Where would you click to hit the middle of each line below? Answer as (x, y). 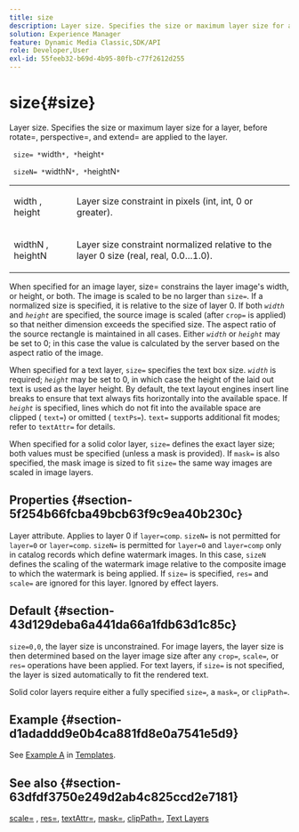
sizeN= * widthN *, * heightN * (67, 171)
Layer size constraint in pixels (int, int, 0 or (165, 201)
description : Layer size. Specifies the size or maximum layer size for (147, 26)
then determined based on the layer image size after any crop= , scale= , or (144, 656)
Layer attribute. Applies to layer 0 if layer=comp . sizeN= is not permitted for (145, 536)
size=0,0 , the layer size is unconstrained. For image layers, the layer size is (147, 646)
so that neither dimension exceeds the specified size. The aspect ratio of (143, 324)
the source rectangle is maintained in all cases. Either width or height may (145, 334)
